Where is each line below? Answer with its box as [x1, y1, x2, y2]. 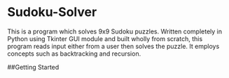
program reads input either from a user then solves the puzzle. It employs [7, 42, 220, 50]
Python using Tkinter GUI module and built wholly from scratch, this [7, 34, 203, 42]
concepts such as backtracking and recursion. [7, 49, 141, 58]
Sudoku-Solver [7, 4, 97, 20]
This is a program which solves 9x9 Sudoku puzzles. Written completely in [7, 27, 223, 36]
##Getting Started [7, 63, 60, 71]
